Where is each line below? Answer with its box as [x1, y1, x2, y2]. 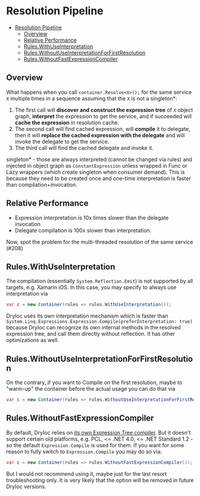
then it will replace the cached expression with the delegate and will [14, 131, 185, 139]
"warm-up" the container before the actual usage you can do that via [6, 385, 176, 393]
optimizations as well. [6, 337, 60, 344]
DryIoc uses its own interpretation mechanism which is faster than [6, 312, 168, 319]
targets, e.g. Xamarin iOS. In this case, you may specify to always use [6, 284, 177, 291]
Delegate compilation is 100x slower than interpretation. [14, 227, 152, 234]
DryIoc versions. [6, 483, 46, 490]
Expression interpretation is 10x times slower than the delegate [14, 214, 169, 221]
